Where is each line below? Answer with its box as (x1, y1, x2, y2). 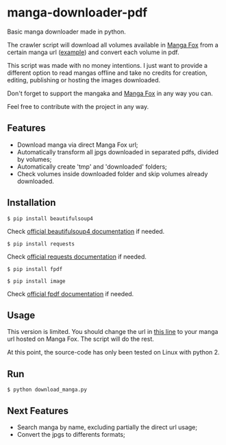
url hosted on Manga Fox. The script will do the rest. (7, 335, 154, 344)
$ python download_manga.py (7, 386, 88, 394)
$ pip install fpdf (7, 265, 63, 272)
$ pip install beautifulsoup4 (7, 215, 94, 222)
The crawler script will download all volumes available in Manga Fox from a (7, 40, 219, 49)
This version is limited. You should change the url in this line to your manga (7, 328, 218, 336)
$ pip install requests (7, 240, 75, 248)
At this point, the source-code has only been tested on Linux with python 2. (7, 348, 221, 357)
